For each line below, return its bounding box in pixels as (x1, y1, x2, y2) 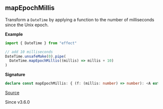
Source (5, 90, 19, 96)
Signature (5, 72, 26, 78)
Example (5, 31, 23, 37)
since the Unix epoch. (5, 22, 49, 28)
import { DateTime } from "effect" (5, 41, 77, 46)
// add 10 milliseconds (5, 49, 53, 54)
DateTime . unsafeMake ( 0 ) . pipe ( (5, 54, 66, 59)
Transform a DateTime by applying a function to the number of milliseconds (5, 16, 154, 22)
